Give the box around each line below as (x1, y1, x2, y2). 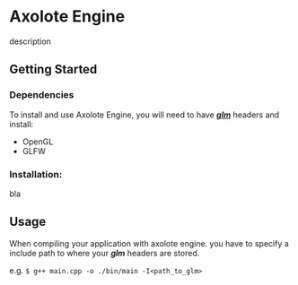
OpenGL (22, 136, 54, 147)
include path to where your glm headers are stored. (9, 247, 200, 258)
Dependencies (9, 89, 74, 101)
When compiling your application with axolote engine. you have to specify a (9, 237, 289, 248)
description (9, 36, 52, 47)
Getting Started (9, 62, 98, 77)
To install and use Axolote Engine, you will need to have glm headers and (9, 109, 280, 120)
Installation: (9, 168, 63, 180)
